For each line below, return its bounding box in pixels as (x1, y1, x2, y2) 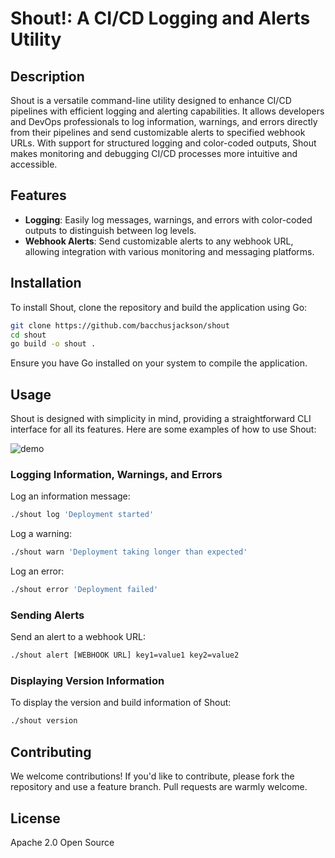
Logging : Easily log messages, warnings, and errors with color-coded (24, 213, 313, 226)
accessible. (10, 158, 58, 170)
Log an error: (10, 565, 65, 577)
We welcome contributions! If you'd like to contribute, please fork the (10, 770, 295, 782)
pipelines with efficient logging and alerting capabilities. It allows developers (10, 105, 325, 117)
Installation (10, 275, 82, 292)
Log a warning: (10, 528, 72, 540)
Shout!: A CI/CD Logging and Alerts (10, 7, 311, 30)
